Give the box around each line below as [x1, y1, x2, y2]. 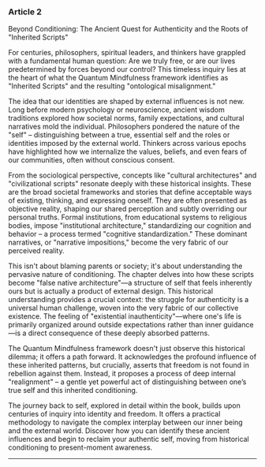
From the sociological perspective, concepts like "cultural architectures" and [8, 170, 257, 180]
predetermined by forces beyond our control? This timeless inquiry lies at [8, 65, 246, 74]
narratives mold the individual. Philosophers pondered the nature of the [8, 121, 241, 132]
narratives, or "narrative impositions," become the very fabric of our [8, 237, 229, 247]
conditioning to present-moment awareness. [8, 443, 153, 452]
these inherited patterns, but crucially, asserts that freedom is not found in [8, 361, 250, 370]
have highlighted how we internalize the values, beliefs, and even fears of [8, 147, 247, 156]
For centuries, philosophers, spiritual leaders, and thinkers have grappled [8, 48, 246, 58]
